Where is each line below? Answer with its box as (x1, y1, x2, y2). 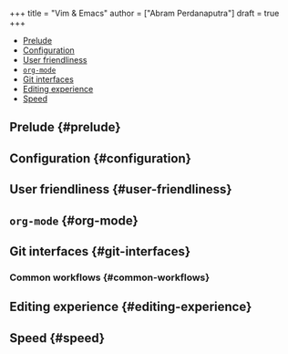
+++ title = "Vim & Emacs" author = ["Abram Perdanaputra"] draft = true (9, 8, 280, 18)
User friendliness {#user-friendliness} (9, 182, 232, 197)
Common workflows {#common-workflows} (9, 271, 211, 284)
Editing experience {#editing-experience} (9, 299, 252, 315)
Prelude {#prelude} (9, 120, 121, 135)
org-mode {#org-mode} (9, 213, 139, 228)
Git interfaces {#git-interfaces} (9, 244, 191, 259)
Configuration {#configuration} (9, 151, 191, 166)
